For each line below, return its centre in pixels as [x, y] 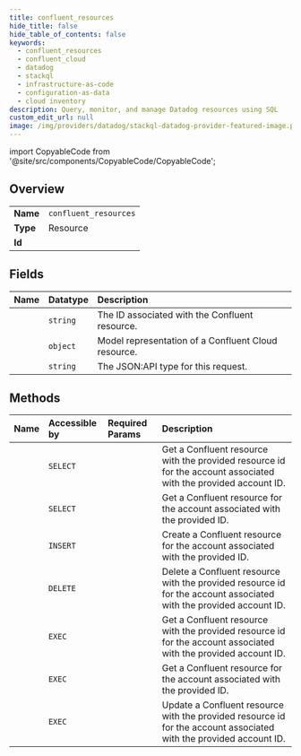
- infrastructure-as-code [66, 84]
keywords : [28, 43]
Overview [37, 189]
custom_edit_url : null [52, 117]
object [62, 346]
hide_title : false [43, 26]
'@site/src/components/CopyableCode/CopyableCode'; [113, 161]
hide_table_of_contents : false [68, 34]
